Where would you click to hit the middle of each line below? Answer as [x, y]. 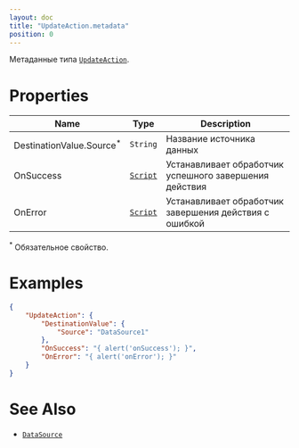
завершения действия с [218, 212]
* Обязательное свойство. [59, 246]
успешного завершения [218, 176]
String [143, 145]
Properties [49, 95]
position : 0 [31, 34]
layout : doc [31, 17]
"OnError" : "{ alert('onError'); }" [109, 357]
